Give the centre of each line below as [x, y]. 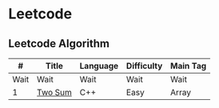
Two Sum [54, 92]
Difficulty [145, 66]
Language [99, 66]
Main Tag [189, 66]
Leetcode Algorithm [59, 44]
